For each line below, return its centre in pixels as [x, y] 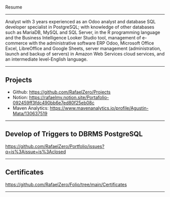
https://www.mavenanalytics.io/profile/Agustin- [99, 108]
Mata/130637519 [30, 113]
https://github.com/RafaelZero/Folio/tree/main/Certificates [66, 184]
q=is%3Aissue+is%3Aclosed [36, 152]
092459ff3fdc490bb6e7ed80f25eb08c [53, 103]
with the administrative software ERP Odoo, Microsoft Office [91, 43]
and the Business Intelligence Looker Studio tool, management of [73, 38]
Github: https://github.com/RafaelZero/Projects [61, 92]
